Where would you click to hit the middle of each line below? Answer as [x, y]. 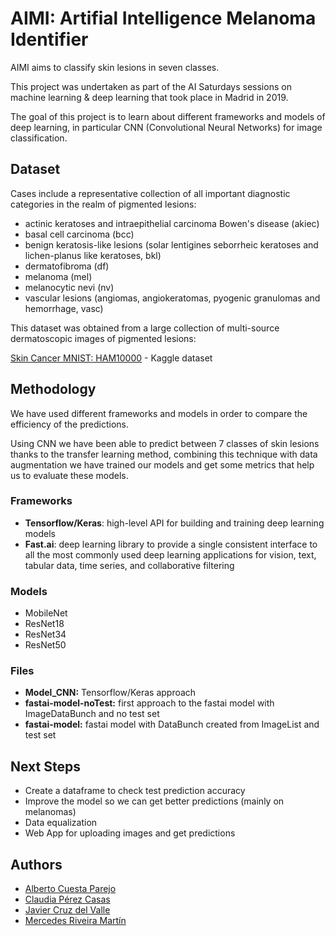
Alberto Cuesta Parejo [70, 889]
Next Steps [45, 766]
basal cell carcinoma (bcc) [79, 234]
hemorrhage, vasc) [64, 308]
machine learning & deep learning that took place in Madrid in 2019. [149, 97]
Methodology [53, 389]
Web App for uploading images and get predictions [130, 833]
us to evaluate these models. [69, 475]
